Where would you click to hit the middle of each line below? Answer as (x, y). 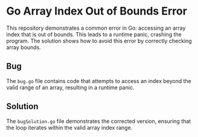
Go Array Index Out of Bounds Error (97, 11)
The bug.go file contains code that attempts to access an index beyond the (99, 81)
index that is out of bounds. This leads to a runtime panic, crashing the (94, 34)
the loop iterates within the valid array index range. (69, 127)
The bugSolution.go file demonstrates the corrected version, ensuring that (99, 121)
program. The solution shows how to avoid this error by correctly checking (99, 41)
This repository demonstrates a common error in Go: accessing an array (96, 28)
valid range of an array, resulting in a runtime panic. (70, 87)
